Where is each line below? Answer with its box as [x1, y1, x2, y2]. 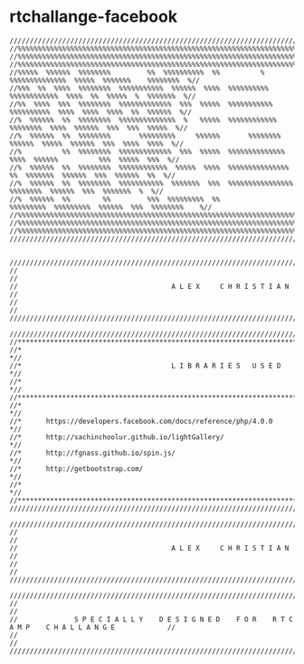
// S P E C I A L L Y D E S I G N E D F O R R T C [9, 614, 294, 624]
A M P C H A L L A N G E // [9, 622, 176, 631]
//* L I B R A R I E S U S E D [9, 361, 281, 370]
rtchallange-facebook [9, 6, 178, 27]
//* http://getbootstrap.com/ [9, 464, 144, 473]
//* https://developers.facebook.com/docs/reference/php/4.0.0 [9, 417, 273, 426]
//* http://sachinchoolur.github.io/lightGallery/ [9, 432, 224, 441]
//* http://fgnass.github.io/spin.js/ [9, 448, 176, 457]
